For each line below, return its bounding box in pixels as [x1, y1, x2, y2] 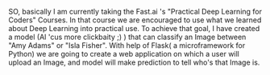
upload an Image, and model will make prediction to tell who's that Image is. [8, 57, 260, 67]
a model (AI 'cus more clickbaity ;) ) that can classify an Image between [8, 32, 247, 41]
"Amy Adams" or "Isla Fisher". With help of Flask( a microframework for [8, 41, 246, 50]
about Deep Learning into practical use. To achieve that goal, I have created [8, 24, 260, 33]
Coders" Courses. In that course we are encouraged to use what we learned [8, 15, 262, 25]
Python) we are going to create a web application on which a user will [8, 49, 240, 58]
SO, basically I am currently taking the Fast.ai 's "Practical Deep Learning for [8, 7, 263, 16]
